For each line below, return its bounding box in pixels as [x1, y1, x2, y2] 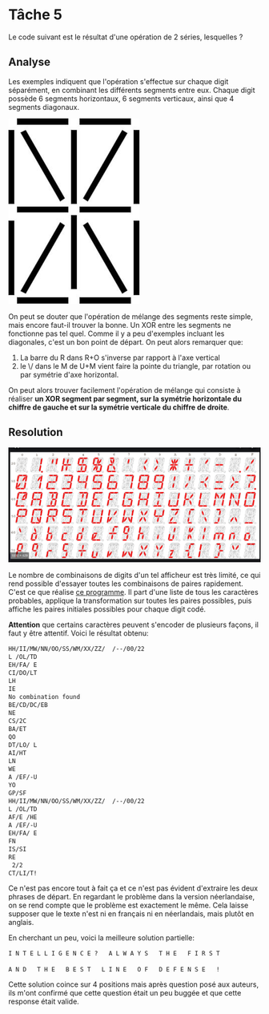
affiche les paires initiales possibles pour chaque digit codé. [8, 604, 207, 614]
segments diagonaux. [8, 102, 80, 111]
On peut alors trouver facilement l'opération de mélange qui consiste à [8, 385, 241, 394]
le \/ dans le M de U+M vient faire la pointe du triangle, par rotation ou [19, 361, 251, 370]
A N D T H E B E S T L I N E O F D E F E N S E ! [8, 966, 220, 974]
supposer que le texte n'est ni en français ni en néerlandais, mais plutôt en [8, 909, 255, 919]
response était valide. [8, 996, 80, 1007]
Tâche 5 [8, 6, 62, 24]
